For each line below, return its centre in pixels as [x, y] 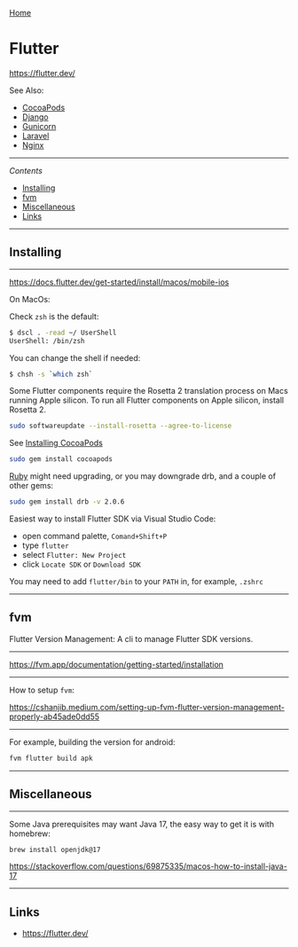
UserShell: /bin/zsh [47, 340]
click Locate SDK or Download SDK [82, 564]
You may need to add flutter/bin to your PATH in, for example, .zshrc [136, 581]
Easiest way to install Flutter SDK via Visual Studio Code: [113, 519]
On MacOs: [30, 299]
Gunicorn [39, 126]
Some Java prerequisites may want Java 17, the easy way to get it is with [142, 824]
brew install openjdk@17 [55, 849]
